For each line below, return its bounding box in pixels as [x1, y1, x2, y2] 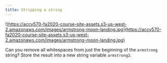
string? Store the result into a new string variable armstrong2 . [5, 52, 132, 58]
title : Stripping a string [5, 7, 62, 12]
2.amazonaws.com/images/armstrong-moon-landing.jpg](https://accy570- [5, 26, 162, 32]
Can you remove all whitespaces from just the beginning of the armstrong [5, 46, 158, 52]
